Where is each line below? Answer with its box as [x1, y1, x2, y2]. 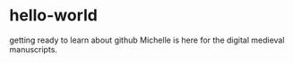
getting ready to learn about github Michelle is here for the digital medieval [9, 35, 285, 45]
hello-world [9, 5, 99, 26]
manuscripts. [9, 43, 58, 54]
